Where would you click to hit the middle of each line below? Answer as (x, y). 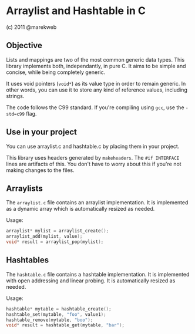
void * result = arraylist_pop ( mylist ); (55, 242)
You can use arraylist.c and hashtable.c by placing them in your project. (93, 146)
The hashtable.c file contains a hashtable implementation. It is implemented (98, 274)
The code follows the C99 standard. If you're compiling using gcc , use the (95, 107)
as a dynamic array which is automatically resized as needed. (80, 209)
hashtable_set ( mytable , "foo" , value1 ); (56, 314)
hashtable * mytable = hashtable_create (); (59, 309)
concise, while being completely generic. (56, 72)
